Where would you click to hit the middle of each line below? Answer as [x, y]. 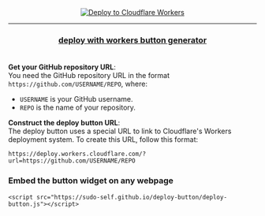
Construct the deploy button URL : [64, 123]
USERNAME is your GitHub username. [76, 99]
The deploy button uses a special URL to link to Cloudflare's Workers [120, 131]
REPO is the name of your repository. [78, 108]
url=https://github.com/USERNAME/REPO [72, 161]
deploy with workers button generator [132, 40]
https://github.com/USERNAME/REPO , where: [78, 84]
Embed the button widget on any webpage [91, 181]
